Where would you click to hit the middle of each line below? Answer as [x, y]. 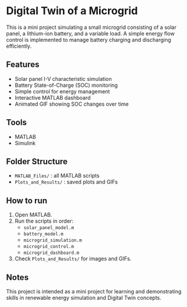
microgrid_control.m [49, 247]
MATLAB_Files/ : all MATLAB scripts [57, 176]
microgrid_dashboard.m [51, 253]
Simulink [25, 143]
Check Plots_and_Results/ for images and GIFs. [73, 259]
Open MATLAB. [33, 215]
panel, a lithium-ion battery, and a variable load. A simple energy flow [91, 33]
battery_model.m [43, 234]
